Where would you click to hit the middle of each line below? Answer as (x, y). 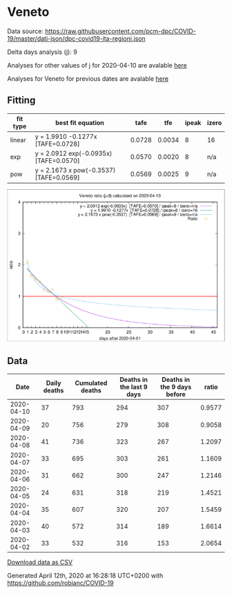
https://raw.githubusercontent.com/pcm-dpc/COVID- (120, 31)
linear (18, 140)
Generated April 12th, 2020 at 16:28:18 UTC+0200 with (85, 576)
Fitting (21, 100)
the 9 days (176, 387)
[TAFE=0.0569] (57, 178)
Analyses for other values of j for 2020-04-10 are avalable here (97, 65)
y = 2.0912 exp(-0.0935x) (74, 153)
